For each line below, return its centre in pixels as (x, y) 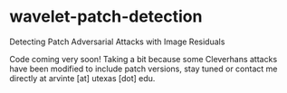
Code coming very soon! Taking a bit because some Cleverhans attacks (143, 59)
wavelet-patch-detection (106, 17)
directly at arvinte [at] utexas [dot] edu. (82, 78)
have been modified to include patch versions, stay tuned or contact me (143, 69)
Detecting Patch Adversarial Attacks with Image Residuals (117, 42)
